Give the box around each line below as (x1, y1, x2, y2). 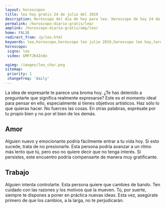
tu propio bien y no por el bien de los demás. (5, 110, 96, 116)
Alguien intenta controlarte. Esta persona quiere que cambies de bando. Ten (5, 181, 161, 187)
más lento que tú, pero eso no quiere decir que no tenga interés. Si (5, 149, 141, 155)
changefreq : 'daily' (7, 76, 50, 81)
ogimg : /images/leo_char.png (5, 62, 65, 67)
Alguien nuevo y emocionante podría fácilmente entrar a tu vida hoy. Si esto (5, 138, 160, 144)
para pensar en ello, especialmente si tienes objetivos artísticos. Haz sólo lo (5, 100, 160, 106)
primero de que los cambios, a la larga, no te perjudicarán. (5, 197, 124, 203)
